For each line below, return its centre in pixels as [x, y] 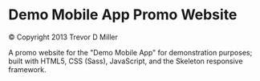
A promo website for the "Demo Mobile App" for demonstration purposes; [130, 52]
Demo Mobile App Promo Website [123, 15]
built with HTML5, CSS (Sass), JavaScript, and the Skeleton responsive [126, 61]
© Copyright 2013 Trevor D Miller [63, 37]
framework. [27, 69]
